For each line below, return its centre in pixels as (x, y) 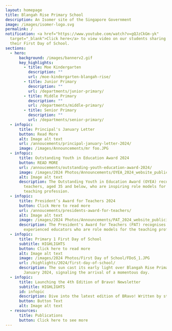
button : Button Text (41, 301)
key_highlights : (36, 63)
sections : (16, 48)
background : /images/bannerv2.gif (56, 58)
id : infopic (31, 291)
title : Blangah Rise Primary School (44, 15)
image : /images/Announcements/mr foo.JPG (64, 149)
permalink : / (19, 29)
